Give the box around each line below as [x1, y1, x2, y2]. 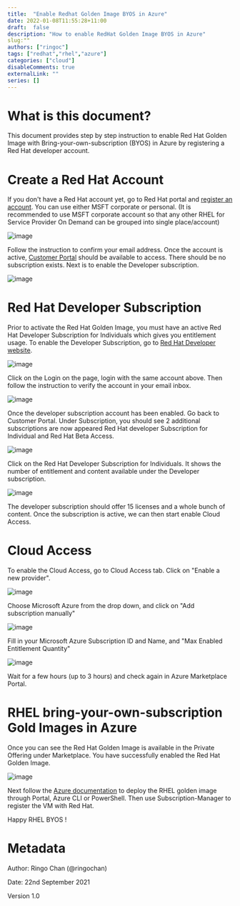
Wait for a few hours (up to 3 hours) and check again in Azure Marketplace [7, 672, 227, 681]
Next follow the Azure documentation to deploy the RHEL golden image [7, 787, 217, 795]
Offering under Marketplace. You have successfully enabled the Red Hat [7, 751, 221, 760]
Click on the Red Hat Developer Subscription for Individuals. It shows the [7, 459, 221, 468]
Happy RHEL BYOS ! [7, 815, 67, 824]
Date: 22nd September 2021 [7, 878, 91, 886]
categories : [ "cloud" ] [7, 57, 75, 64]
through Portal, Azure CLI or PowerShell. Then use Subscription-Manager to [7, 794, 231, 802]
